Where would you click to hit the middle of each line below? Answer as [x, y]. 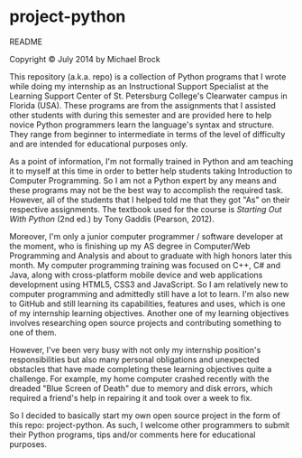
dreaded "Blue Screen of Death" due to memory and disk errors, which [141, 388]
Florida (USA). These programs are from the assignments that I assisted [143, 105]
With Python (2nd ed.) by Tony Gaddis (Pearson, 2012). [112, 219]
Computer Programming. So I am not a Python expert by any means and [143, 180]
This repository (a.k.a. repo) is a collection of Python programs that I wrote [148, 76]
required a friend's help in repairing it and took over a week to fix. [131, 397]
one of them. [33, 332]
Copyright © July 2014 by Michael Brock [85, 59]
